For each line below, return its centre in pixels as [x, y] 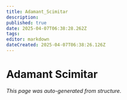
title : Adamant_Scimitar [37, 12]
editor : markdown [28, 39]
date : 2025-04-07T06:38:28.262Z [46, 28]
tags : [13, 34]
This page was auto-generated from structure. [64, 90]
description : [22, 17]
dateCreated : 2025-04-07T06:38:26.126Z [56, 45]
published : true [26, 23]
